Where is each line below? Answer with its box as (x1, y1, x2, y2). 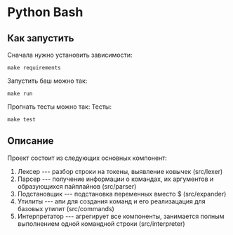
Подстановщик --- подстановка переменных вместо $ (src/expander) (17, 189, 227, 198)
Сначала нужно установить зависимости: (7, 51, 133, 59)
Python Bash (7, 4, 84, 20)
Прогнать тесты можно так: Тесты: (7, 102, 112, 111)
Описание (7, 135, 54, 147)
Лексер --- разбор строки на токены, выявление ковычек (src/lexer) (17, 167, 223, 175)
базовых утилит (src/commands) (17, 204, 114, 213)
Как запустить (7, 32, 74, 44)
